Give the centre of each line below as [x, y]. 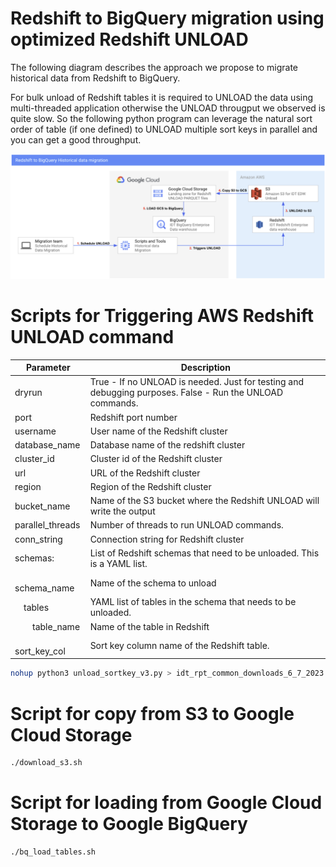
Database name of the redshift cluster [167, 445]
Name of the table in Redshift [149, 626]
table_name [56, 626]
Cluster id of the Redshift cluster [156, 459]
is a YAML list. [118, 563]
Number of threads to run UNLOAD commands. [186, 525]
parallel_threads [47, 525]
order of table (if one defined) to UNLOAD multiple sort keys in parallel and [164, 129]
